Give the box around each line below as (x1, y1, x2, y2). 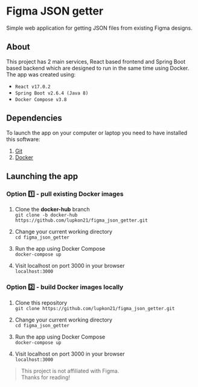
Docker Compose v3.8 (14, 96, 67, 102)
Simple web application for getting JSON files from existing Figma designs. (6, 24, 193, 31)
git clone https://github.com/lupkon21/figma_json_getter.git (14, 305, 175, 311)
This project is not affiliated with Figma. (21, 367, 120, 374)
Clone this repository (14, 299, 68, 306)
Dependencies (6, 113, 62, 124)
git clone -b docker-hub (14, 212, 78, 219)
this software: (6, 135, 40, 143)
